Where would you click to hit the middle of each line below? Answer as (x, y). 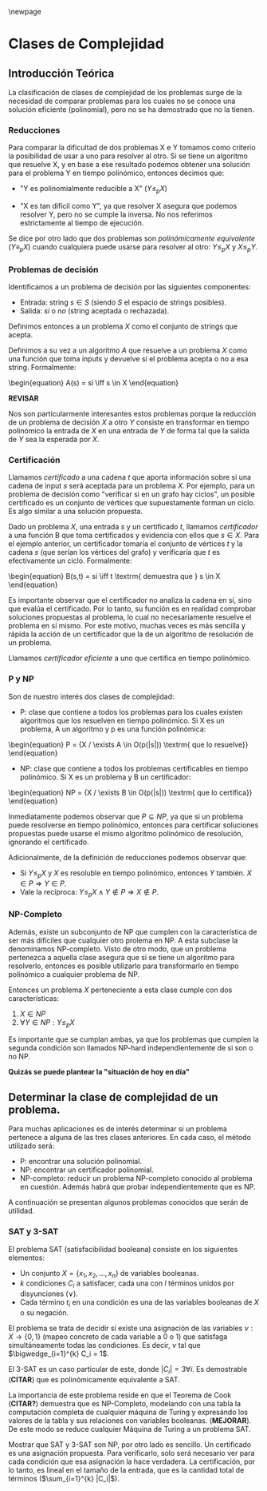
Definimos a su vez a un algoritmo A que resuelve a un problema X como (128, 350)
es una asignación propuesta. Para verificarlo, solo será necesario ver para (132, 1453)
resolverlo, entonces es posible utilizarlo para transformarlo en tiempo (124, 966)
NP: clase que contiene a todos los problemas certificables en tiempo (134, 768)
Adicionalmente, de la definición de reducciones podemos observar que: (128, 857)
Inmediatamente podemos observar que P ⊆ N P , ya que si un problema (126, 816)
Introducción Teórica (61, 73)
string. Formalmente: (43, 368)
